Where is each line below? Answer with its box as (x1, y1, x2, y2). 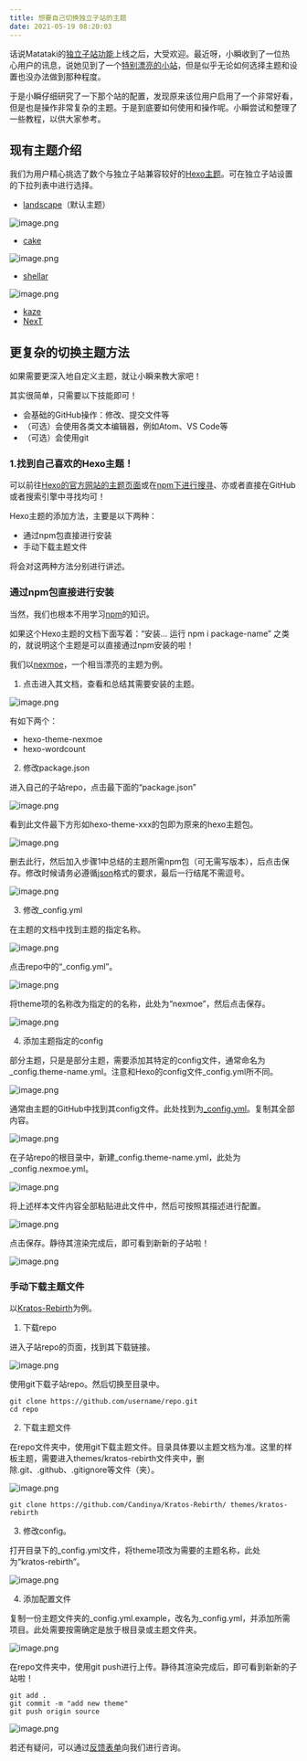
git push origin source (9, 1707, 101, 1716)
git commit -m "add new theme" (9, 1699, 129, 1709)
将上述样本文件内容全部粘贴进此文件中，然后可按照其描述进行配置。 (9, 1200, 266, 1211)
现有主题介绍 (9, 143, 82, 158)
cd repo (9, 1405, 39, 1415)
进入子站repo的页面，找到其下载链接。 (9, 1342, 155, 1353)
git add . (9, 1692, 48, 1701)
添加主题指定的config (22, 1034, 103, 1046)
